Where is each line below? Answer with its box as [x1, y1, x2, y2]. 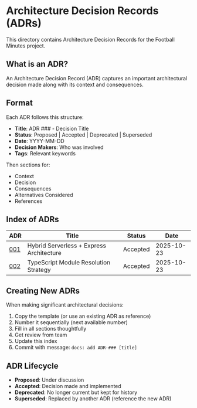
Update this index [14, 338, 57, 345]
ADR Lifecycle [6, 361, 59, 370]
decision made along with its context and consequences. [6, 81, 144, 88]
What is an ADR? [6, 59, 69, 69]
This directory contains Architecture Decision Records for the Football [6, 36, 175, 43]
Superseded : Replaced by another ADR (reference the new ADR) [14, 395, 172, 402]
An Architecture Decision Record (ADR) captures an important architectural [6, 74, 188, 81]
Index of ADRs [6, 214, 60, 224]
